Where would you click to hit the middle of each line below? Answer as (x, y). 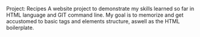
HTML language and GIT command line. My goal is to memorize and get (95, 15)
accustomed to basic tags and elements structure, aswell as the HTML (93, 21)
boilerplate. (20, 27)
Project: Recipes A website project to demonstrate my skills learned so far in (100, 9)
